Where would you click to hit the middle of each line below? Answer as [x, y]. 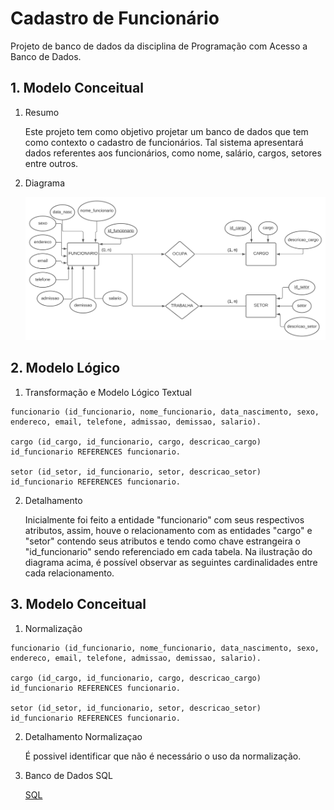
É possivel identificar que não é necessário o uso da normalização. [163, 756]
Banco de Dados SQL [68, 775]
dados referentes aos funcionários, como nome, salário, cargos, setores [173, 153]
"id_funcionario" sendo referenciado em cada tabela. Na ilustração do [168, 551]
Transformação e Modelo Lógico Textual [108, 392]
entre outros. [51, 163]
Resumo [42, 112]
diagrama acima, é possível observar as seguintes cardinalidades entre [171, 562]
